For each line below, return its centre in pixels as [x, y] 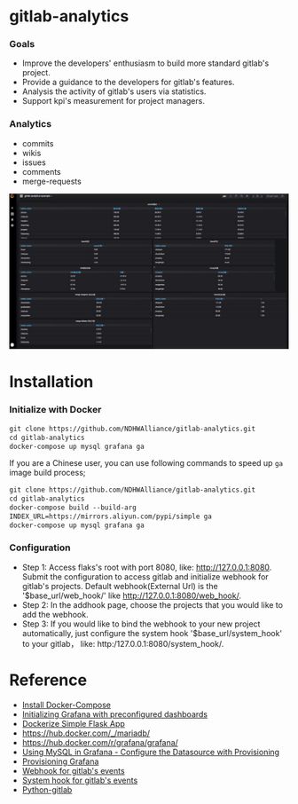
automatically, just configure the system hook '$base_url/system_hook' [152, 633]
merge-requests [51, 181]
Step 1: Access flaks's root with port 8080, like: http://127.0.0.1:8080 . [147, 567]
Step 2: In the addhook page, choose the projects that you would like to [153, 604]
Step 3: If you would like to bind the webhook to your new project [141, 624]
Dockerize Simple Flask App [74, 723]
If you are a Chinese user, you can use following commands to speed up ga [146, 463]
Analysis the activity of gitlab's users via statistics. [114, 91]
